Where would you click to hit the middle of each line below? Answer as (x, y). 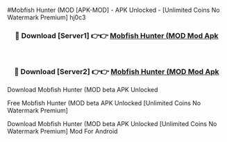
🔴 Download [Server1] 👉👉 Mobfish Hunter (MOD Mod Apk (117, 35)
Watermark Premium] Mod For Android (62, 131)
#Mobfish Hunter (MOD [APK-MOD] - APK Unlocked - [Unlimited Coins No (113, 10)
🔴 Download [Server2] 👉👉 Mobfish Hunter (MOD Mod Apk (116, 72)
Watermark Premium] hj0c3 (47, 17)
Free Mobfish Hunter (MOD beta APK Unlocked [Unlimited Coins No (104, 103)
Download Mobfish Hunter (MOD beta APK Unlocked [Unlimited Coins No (112, 123)
